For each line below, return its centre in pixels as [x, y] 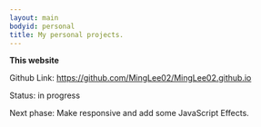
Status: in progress [45, 95]
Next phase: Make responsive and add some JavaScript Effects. [130, 113]
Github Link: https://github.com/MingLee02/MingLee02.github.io [130, 78]
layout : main [34, 18]
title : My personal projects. [67, 34]
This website [34, 61]
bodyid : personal [42, 26]
